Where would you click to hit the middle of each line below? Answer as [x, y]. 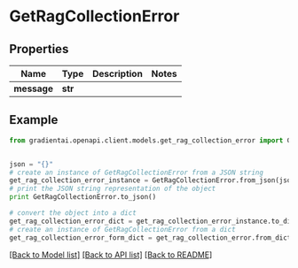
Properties [39, 49]
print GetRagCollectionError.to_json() [83, 197]
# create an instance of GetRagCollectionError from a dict [123, 229]
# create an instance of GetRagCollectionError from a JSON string [137, 172]
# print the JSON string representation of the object [113, 189]
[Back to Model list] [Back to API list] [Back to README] [111, 255]
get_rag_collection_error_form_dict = [81, 237]
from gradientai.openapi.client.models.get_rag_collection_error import [146, 140]
